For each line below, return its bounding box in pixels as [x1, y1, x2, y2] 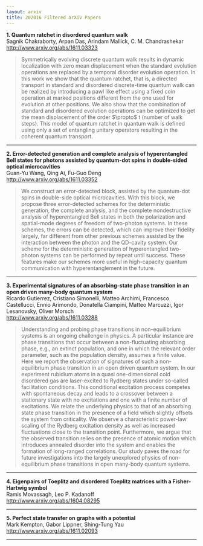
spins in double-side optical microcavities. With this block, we [21, 194, 175, 201]
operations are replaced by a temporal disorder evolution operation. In [21, 68, 196, 75]
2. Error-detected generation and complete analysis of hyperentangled [6, 150, 188, 157]
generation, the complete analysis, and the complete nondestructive [21, 207, 192, 214]
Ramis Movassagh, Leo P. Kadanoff [6, 490, 95, 498]
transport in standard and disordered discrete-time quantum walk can [21, 81, 195, 88]
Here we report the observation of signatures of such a [21, 358, 158, 365]
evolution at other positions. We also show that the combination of [21, 100, 186, 108]
